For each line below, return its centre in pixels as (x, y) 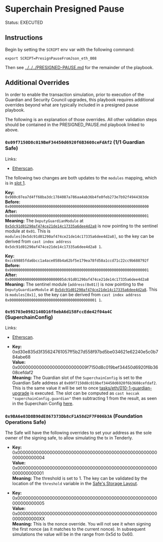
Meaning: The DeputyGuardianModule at (44, 220)
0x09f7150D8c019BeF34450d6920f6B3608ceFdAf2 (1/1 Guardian (75, 142)
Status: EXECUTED (24, 22)
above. (12, 129)
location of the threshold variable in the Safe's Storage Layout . (75, 484)
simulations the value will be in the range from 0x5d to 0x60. (73, 534)
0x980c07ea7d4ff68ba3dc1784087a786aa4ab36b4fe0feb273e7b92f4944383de (77, 197)
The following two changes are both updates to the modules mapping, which (81, 178)
